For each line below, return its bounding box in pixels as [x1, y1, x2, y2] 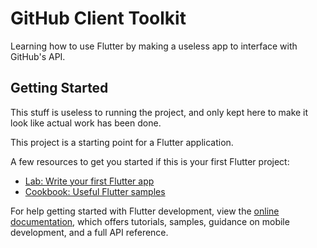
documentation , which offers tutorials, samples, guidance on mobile [10, 215, 290, 227]
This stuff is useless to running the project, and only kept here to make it [10, 106, 309, 118]
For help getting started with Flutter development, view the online [10, 205, 280, 217]
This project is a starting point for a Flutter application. [10, 136, 234, 148]
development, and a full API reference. [10, 226, 169, 238]
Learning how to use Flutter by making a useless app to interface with [10, 40, 298, 52]
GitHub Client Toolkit [10, 7, 187, 30]
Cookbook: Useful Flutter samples [24, 185, 166, 197]
